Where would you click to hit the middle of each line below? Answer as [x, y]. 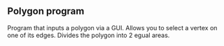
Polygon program [46, 11]
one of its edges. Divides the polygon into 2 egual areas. [89, 35]
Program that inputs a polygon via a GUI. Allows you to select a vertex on [112, 27]
